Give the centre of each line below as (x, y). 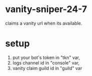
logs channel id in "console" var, (46, 63)
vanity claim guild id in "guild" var (47, 68)
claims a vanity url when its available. (44, 23)
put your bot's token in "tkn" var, (46, 57)
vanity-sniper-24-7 (46, 9)
